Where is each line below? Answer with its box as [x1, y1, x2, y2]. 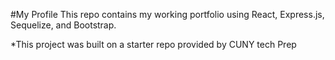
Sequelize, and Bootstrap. [10, 19, 117, 31]
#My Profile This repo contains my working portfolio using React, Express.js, [10, 9, 325, 20]
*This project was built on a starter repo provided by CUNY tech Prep [10, 39, 297, 50]
